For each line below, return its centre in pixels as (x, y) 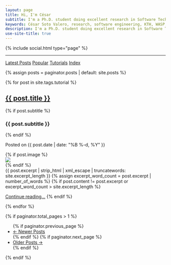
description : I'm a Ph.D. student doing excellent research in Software (84, 29)
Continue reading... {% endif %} (39, 197)
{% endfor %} (20, 207)
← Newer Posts (29, 231)
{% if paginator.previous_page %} (48, 226)
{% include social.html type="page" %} (47, 48)
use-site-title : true (28, 34)
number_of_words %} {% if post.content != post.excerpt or (67, 182)
